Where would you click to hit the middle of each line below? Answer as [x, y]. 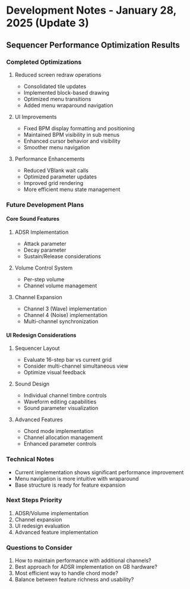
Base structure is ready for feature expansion [70, 485]
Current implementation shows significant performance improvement [99, 472]
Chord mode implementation [58, 431]
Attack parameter [45, 244]
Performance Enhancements [50, 159]
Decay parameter [45, 250]
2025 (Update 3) [47, 23]
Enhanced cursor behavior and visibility [72, 141]
